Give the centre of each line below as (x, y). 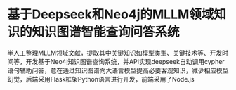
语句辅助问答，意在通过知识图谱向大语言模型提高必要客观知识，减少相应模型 (118, 70)
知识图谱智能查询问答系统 (106, 32)
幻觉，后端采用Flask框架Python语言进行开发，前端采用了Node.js (101, 79)
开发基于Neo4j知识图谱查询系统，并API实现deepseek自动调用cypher (125, 61)
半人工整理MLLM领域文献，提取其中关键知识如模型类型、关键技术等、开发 (115, 53)
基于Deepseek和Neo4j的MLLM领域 (111, 14)
